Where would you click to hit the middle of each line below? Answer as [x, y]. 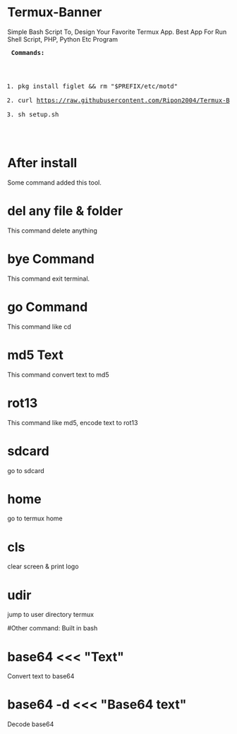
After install [42, 163]
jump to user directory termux [50, 615]
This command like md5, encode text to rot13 [73, 422]
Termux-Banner [55, 12]
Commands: [28, 53]
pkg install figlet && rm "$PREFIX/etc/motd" [98, 86]
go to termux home [35, 518]
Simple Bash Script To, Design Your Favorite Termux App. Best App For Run [117, 32]
